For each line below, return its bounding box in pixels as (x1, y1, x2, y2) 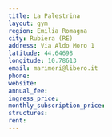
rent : (8, 117, 26, 125)
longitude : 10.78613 (8, 57, 78, 65)
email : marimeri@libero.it (8, 64, 98, 73)
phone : (8, 72, 30, 80)
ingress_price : (8, 94, 59, 102)
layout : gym (8, 19, 48, 27)
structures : (8, 110, 48, 118)
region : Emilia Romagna (8, 27, 88, 35)
